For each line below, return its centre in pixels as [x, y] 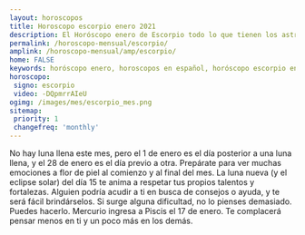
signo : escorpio [44, 85]
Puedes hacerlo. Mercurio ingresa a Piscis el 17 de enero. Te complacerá [145, 211]
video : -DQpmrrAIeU [50, 93]
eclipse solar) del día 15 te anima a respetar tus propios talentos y [132, 182]
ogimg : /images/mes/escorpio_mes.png [81, 102]
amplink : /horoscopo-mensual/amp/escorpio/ [93, 52]
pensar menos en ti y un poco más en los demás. [101, 220]
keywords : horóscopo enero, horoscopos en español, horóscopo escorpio [148, 69]
